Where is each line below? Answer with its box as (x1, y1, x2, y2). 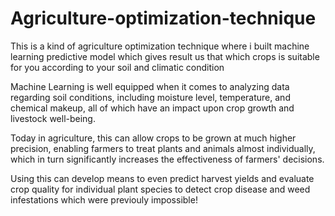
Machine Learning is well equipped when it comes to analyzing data (10, 80, 290, 92)
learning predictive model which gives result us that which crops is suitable (10, 50, 320, 62)
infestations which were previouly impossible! (10, 193, 198, 206)
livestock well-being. (10, 112, 96, 124)
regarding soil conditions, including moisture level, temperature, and (10, 91, 291, 103)
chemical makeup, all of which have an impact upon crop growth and (10, 102, 295, 114)
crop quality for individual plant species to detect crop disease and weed (10, 183, 311, 195)
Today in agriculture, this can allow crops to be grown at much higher (10, 132, 297, 144)
